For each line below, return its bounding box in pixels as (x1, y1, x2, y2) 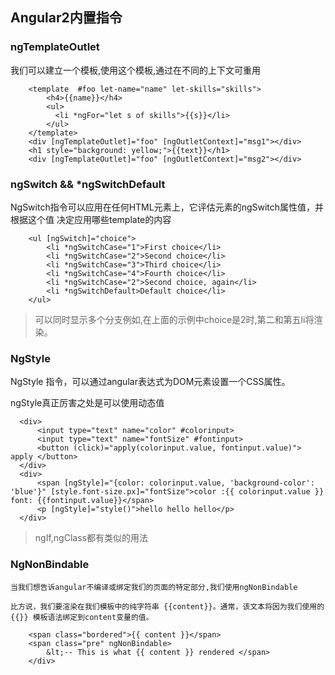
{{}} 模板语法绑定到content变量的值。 (10, 612, 154, 622)
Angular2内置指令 (10, 9, 123, 27)
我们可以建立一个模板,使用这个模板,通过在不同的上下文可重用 (10, 64, 262, 76)
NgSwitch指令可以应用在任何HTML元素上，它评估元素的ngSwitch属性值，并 (10, 201, 325, 213)
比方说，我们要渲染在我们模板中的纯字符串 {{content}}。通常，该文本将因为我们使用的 (10, 601, 325, 612)
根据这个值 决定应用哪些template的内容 (10, 213, 172, 225)
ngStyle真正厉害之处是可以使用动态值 (10, 397, 165, 409)
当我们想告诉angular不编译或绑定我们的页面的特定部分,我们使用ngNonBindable (10, 582, 298, 592)
